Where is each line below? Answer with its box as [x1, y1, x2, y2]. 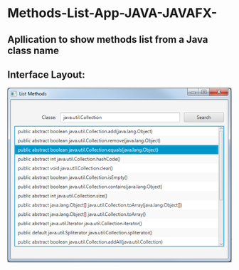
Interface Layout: [7, 68, 85, 81]
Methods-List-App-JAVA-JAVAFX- [7, 5, 218, 21]
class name [7, 44, 59, 56]
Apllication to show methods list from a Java [7, 33, 208, 46]
